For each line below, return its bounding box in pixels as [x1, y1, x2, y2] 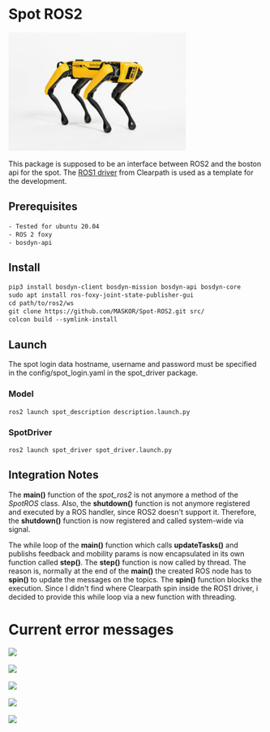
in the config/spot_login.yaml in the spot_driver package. [8, 368, 199, 378]
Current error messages [8, 620, 174, 638]
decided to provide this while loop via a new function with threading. [8, 591, 237, 602]
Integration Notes [8, 468, 99, 482]
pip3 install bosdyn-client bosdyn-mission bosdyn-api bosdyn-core [8, 283, 242, 291]
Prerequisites [8, 200, 78, 214]
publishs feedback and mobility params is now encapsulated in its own [8, 548, 245, 558]
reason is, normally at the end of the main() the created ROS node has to [8, 566, 252, 576]
